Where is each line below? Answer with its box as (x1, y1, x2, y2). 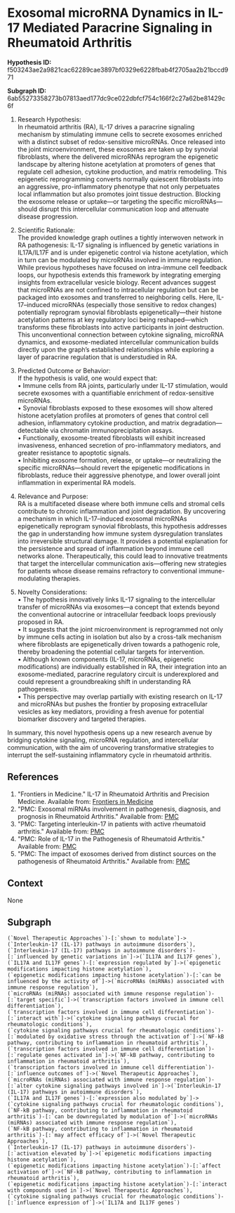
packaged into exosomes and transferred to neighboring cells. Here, (17, 293, 215, 301)
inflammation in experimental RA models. (17, 478, 136, 486)
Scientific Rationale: (17, 226, 75, 234)
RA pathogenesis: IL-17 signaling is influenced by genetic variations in (17, 240, 220, 249)
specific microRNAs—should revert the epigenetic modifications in (17, 463, 210, 472)
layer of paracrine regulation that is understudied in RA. (17, 353, 177, 361)
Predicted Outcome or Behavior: (17, 366, 111, 375)
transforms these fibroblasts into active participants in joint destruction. (17, 323, 224, 331)
